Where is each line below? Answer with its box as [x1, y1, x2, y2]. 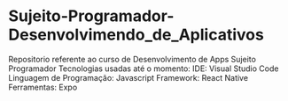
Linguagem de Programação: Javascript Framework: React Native [8, 72, 249, 83]
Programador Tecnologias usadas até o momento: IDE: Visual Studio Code [8, 63, 279, 74]
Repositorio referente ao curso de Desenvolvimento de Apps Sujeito [8, 54, 256, 64]
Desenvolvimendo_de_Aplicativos [8, 25, 265, 45]
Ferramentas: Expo [8, 82, 78, 92]
